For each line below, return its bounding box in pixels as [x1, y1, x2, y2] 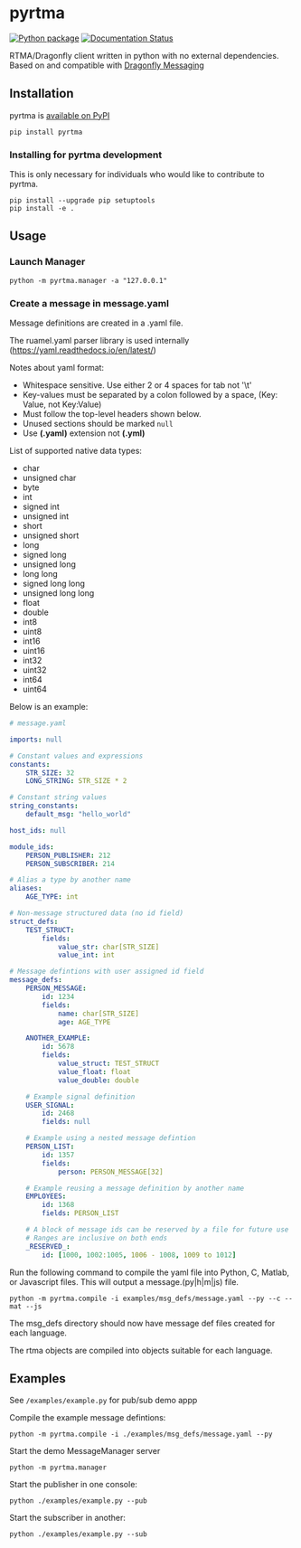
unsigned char [22, 473, 77, 484]
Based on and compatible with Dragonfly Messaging [9, 60, 205, 71]
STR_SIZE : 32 [25, 768, 75, 778]
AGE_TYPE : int [25, 892, 79, 901]
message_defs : [9, 976, 63, 985]
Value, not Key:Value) [22, 399, 102, 410]
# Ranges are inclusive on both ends [25, 1233, 168, 1242]
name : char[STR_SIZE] [57, 1009, 140, 1018]
